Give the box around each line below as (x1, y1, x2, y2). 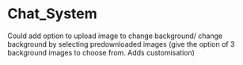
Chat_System (7, 5, 98, 23)
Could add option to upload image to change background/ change (7, 31, 223, 40)
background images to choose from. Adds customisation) (7, 48, 196, 57)
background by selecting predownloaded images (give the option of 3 (7, 39, 235, 48)
